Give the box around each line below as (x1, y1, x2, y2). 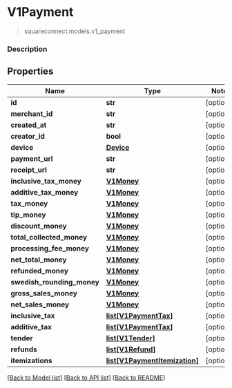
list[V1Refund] (106, 345, 156, 354)
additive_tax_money (10, 187, 79, 197)
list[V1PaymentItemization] (106, 356, 199, 365)
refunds (10, 345, 37, 354)
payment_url (10, 153, 53, 163)
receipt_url (10, 165, 47, 175)
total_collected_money (10, 232, 88, 242)
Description (7, 44, 48, 54)
